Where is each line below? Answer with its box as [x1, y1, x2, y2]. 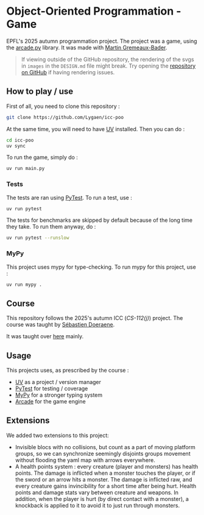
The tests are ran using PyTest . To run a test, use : [6, 194, 132, 201]
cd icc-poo [6, 137, 34, 143]
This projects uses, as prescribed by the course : [6, 367, 129, 374]
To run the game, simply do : [6, 154, 78, 161]
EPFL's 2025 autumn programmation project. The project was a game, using [6, 37, 197, 44]
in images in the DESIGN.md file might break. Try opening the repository [21, 62, 196, 69]
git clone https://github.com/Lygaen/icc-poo [6, 114, 124, 120]
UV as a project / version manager [15, 378, 102, 386]
